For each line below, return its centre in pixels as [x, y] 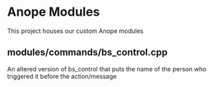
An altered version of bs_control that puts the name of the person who [107, 69]
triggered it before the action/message [62, 76]
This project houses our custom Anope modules [75, 31]
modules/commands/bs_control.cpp [87, 52]
